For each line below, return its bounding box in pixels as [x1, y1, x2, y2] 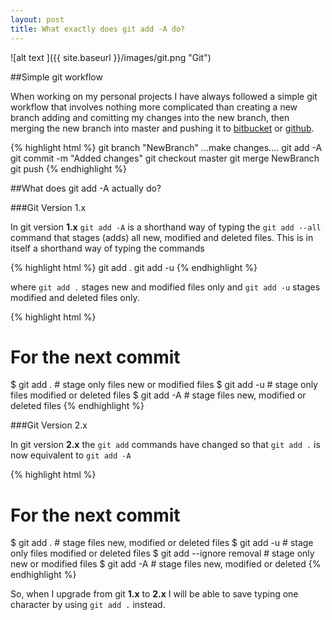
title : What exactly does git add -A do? [10, 24, 186, 34]
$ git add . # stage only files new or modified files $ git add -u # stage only [10, 379, 318, 391]
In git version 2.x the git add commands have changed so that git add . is [10, 439, 321, 451]
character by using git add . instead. [10, 599, 166, 611]
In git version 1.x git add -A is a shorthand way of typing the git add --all [10, 221, 322, 233]
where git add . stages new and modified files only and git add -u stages [10, 281, 321, 293]
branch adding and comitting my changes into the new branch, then [10, 111, 290, 123]
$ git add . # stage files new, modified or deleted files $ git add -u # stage [10, 537, 314, 549]
